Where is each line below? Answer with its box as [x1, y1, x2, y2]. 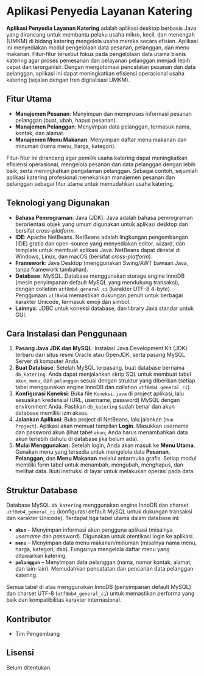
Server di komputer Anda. [15, 357, 80, 365]
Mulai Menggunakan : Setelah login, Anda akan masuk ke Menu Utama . [15, 442, 195, 449]
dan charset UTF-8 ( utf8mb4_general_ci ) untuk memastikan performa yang [6, 590, 195, 597]
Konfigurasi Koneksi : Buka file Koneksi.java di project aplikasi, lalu [15, 390, 185, 397]
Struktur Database [6, 485, 78, 496]
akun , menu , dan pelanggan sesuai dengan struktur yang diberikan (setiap [15, 377, 196, 384]
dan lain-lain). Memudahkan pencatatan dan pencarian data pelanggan [15, 565, 194, 572]
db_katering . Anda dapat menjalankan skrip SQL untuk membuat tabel [15, 370, 192, 378]
